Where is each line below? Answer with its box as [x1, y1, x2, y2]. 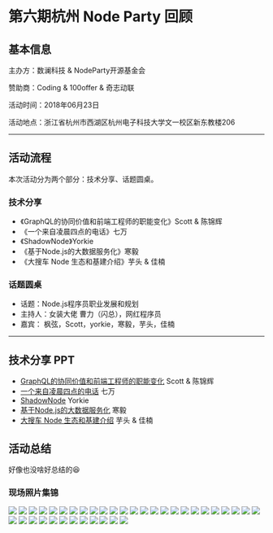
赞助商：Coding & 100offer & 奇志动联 [8, 83, 135, 92]
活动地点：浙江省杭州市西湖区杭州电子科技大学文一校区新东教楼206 [8, 117, 236, 127]
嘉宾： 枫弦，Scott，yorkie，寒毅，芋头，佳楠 [19, 319, 175, 330]
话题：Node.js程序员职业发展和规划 [19, 299, 140, 309]
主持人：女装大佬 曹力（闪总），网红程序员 [19, 309, 162, 319]
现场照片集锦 [8, 487, 59, 498]
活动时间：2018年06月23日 [8, 100, 100, 110]
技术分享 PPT [8, 353, 76, 367]
